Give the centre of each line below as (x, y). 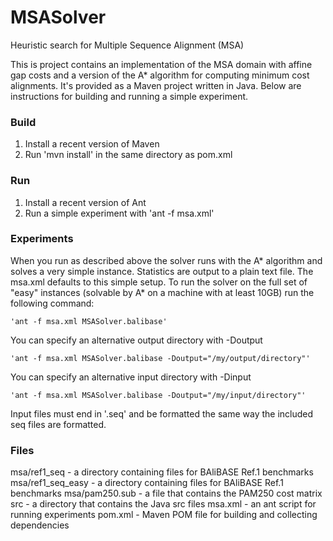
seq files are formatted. (58, 424)
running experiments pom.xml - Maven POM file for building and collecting (164, 515)
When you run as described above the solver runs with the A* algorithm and (166, 260)
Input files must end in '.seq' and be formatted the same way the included (162, 413)
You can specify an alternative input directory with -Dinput (131, 377)
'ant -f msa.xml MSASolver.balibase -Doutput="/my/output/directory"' (160, 358)
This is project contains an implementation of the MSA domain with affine (161, 64)
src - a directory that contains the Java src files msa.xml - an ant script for (163, 504)
